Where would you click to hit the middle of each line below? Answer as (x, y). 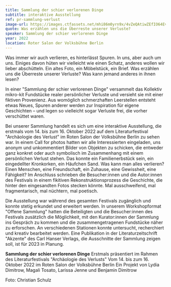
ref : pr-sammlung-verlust (33, 19)
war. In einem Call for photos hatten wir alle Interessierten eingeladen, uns (83, 142)
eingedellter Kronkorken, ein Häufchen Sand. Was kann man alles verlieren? (85, 164)
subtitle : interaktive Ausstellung (43, 15)
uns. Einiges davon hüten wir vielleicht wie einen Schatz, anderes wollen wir (85, 63)
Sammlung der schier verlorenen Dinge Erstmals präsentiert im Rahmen (82, 254)
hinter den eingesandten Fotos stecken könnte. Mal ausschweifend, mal (81, 185)
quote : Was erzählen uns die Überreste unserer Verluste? (68, 29)
